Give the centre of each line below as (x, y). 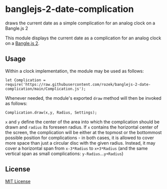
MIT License (18, 181)
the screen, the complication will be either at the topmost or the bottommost (83, 132)
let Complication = (25, 80)
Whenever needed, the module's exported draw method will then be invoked (83, 98)
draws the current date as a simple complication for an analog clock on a (80, 23)
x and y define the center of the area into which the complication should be (82, 122)
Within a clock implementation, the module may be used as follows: (74, 71)
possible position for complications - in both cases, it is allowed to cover (79, 138)
